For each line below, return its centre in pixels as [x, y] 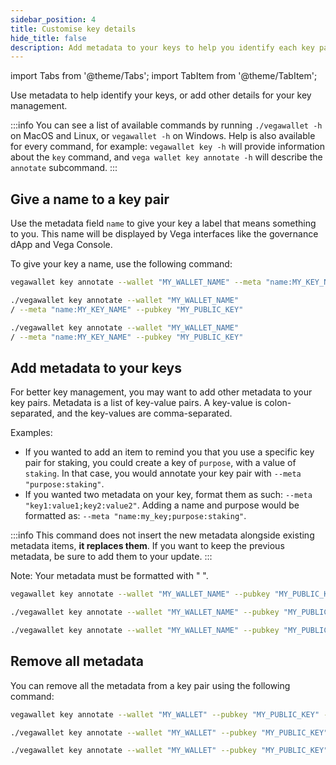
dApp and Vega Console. [61, 245]
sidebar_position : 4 [53, 19]
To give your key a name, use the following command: [121, 264]
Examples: [31, 433]
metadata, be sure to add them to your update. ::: [111, 557]
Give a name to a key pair [90, 199]
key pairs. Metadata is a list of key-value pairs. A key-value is [136, 403]
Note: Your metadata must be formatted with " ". [109, 576]
